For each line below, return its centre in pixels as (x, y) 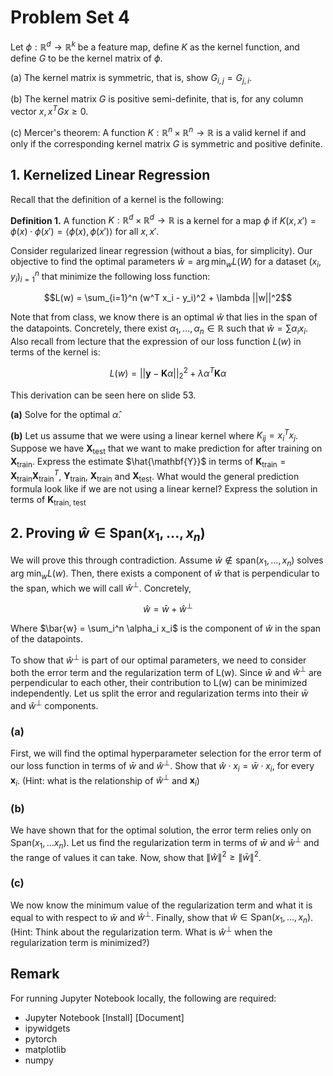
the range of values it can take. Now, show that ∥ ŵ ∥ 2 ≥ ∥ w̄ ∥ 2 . (136, 856)
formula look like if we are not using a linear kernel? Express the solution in (164, 489)
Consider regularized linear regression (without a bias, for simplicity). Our (161, 251)
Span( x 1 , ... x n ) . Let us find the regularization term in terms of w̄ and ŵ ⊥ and (165, 843)
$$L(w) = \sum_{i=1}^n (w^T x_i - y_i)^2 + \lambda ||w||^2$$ (168, 298)
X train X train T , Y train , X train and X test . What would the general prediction (155, 476)
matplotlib (45, 1049)
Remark (35, 974)
